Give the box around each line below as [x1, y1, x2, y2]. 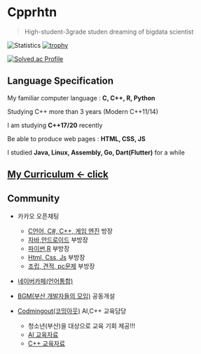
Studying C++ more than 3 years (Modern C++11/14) [7, 107, 159, 116]
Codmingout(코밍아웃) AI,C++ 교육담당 [17, 306, 127, 315]
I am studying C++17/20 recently [7, 121, 103, 129]
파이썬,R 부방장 [27, 244, 70, 253]
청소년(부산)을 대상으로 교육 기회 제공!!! [27, 321, 135, 330]
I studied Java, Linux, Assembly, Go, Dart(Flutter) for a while [7, 148, 186, 157]
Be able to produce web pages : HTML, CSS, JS [7, 134, 146, 143]
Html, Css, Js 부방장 [27, 253, 85, 261]
